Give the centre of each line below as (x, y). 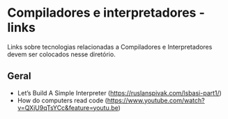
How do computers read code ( (62, 100)
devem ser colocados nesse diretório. (62, 54)
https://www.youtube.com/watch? (156, 100)
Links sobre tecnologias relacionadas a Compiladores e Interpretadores (110, 47)
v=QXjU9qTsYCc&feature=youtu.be (68, 108)
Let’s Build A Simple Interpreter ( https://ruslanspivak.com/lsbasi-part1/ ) (119, 93)
